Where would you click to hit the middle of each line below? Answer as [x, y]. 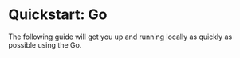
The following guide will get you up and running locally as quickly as [120, 37]
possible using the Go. [45, 44]
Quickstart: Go [58, 15]
